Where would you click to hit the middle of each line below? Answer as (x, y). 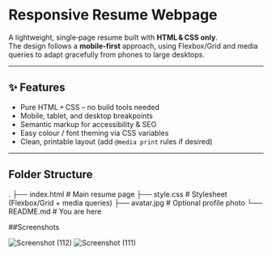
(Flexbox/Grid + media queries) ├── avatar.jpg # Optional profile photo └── (136, 202)
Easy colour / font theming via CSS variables (94, 133)
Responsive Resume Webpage (113, 15)
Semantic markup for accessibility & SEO (88, 124)
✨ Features (37, 88)
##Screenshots (34, 227)
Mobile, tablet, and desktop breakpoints (87, 116)
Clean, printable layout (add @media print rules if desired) (116, 141)
